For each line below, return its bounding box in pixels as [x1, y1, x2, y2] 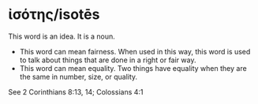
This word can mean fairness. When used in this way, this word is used [19, 46, 251, 56]
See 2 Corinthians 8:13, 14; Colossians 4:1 [8, 87, 144, 96]
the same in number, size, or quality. [19, 72, 138, 81]
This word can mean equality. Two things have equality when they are [19, 63, 247, 72]
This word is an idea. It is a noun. [8, 32, 116, 41]
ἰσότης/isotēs [8, 6, 100, 24]
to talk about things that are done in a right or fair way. [19, 55, 196, 65]
